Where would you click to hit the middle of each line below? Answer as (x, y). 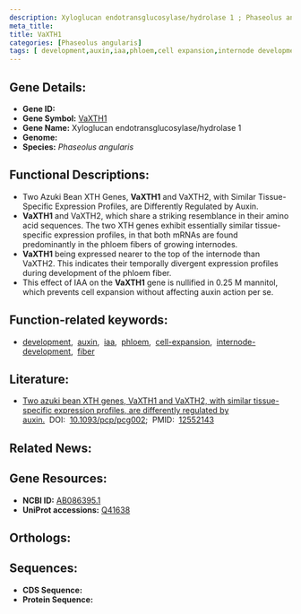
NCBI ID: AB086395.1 (61, 500)
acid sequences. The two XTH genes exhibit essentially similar (138, 225)
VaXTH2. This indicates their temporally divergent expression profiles (150, 263)
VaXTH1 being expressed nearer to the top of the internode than (141, 254)
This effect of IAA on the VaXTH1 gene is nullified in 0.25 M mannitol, (150, 282)
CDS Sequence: (52, 590)
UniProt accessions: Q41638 (76, 510)
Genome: (40, 137)
